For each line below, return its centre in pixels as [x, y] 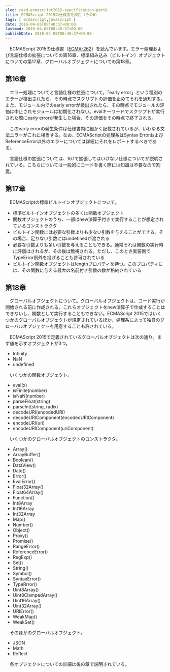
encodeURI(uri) [28, 423]
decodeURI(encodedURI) [39, 412]
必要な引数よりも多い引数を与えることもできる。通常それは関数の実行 [86, 244]
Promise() [23, 541]
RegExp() [22, 557]
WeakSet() [24, 622]
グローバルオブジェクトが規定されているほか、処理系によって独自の [90, 320]
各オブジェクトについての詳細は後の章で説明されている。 [70, 664]
